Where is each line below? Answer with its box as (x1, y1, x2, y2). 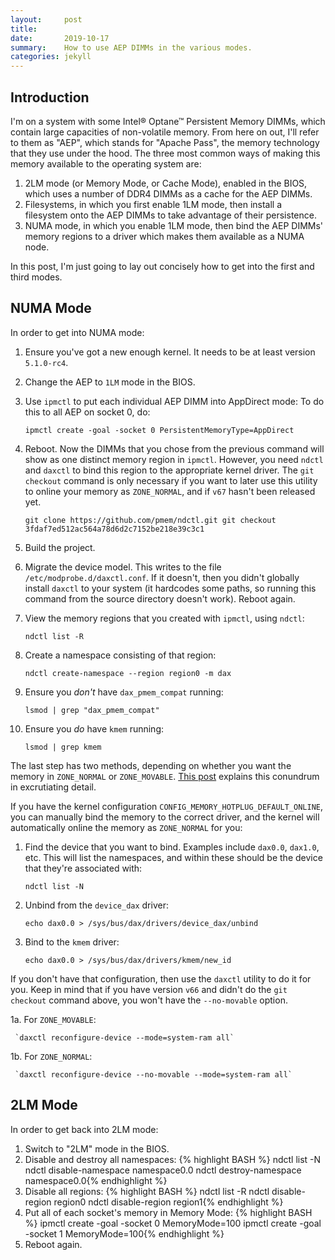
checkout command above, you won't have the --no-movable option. (10, 994, 288, 1006)
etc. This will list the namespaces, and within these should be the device (24, 851, 323, 863)
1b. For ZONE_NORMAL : (10, 1050, 93, 1062)
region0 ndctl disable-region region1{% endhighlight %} (53, 1196, 284, 1208)
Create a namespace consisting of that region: (24, 649, 217, 661)
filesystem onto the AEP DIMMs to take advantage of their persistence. (24, 209, 317, 221)
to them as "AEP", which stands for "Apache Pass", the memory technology (10, 136, 320, 148)
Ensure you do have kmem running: (24, 722, 165, 735)
